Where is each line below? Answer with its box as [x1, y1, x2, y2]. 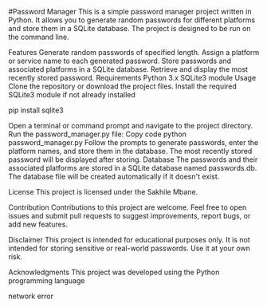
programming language [8, 276, 85, 285]
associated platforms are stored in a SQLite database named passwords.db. [8, 163, 257, 172]
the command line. [8, 32, 69, 41]
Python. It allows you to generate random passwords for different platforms [8, 15, 256, 25]
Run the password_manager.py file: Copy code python [8, 129, 187, 139]
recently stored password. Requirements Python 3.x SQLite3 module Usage [8, 73, 257, 82]
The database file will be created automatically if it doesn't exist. [8, 171, 220, 181]
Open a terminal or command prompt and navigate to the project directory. [8, 121, 253, 130]
